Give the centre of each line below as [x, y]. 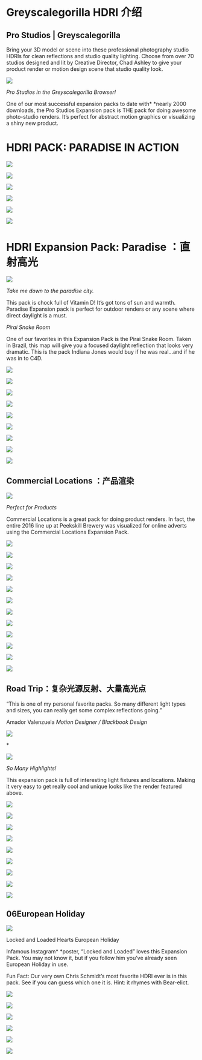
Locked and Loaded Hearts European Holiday [63, 940]
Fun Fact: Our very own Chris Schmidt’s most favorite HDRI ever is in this [97, 976]
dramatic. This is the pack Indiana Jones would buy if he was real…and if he [100, 351]
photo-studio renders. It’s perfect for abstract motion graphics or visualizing [101, 117]
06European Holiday [46, 914]
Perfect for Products [32, 507]
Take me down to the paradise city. [50, 291]
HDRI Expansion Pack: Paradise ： [93, 247]
